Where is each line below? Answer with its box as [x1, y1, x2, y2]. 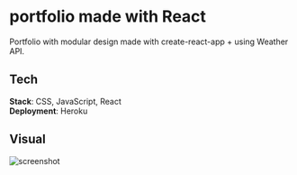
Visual [9, 132, 47, 147]
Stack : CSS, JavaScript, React [9, 96, 121, 106]
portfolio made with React [9, 6, 207, 27]
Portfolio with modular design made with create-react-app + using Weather [9, 36, 289, 47]
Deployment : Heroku [9, 106, 88, 116]
